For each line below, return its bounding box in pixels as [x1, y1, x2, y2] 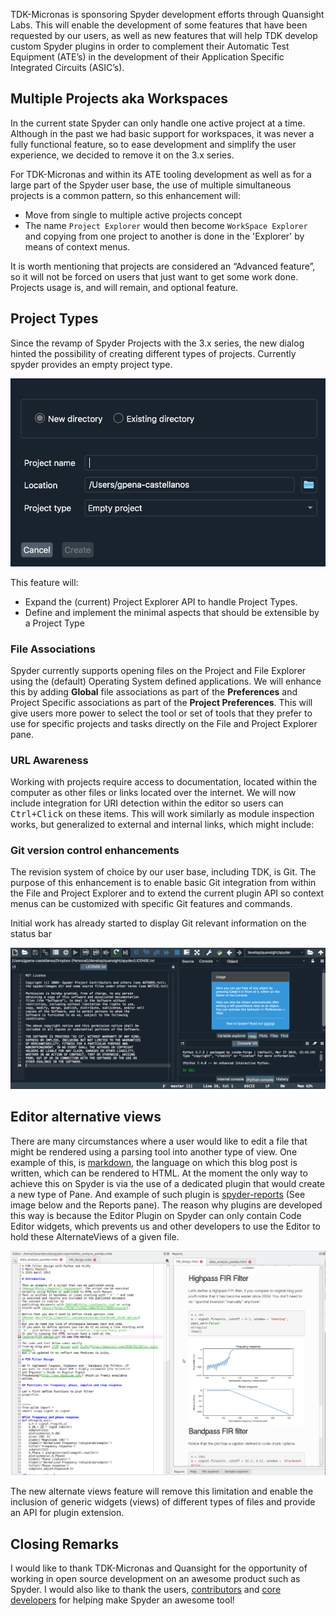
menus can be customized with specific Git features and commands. [10, 898, 293, 910]
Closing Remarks [10, 1535, 120, 1553]
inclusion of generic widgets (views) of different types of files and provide [10, 1496, 316, 1508]
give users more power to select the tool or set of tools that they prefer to [10, 707, 313, 719]
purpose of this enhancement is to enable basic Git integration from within [10, 877, 317, 889]
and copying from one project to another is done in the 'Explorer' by [24, 230, 305, 242]
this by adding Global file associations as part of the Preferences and [10, 685, 298, 698]
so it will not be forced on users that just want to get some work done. [10, 270, 299, 283]
